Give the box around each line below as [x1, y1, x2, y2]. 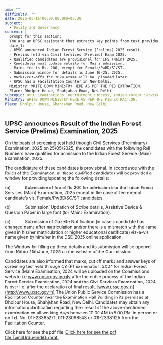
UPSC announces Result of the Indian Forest [5, 120, 142, 128]
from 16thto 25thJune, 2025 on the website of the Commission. [5, 249, 132, 254]
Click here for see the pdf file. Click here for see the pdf [5, 329, 117, 335]
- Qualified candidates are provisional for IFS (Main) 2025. [9, 57, 138, 62]
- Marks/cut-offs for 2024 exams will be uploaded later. [9, 75, 130, 79]
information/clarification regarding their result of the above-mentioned [5, 304, 146, 310]
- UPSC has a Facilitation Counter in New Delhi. [9, 79, 112, 84]
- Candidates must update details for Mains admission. [9, 61, 125, 66]
